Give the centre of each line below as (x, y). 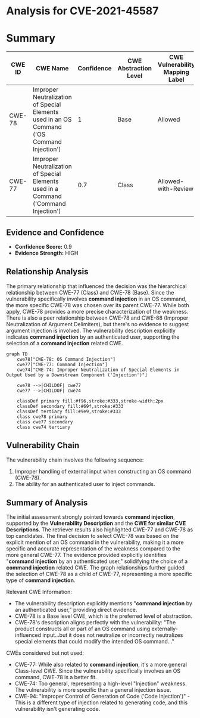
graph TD (17, 354)
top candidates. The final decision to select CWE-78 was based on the (93, 536)
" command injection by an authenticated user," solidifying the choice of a (97, 561)
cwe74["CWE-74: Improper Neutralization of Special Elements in (98, 370)
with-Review (176, 189)
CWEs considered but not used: (45, 653)
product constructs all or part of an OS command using (82, 629)
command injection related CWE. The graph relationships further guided (96, 568)
